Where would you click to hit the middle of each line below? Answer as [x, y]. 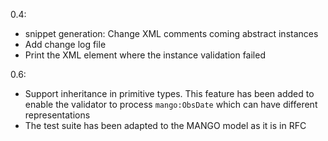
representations [57, 115]
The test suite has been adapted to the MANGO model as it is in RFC [165, 125]
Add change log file [65, 44]
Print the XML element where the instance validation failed [145, 55]
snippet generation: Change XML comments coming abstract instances [171, 33]
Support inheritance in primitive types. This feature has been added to [169, 93]
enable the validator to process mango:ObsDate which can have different [171, 104]
